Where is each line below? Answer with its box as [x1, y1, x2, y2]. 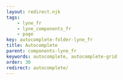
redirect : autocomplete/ [6, 64, 69, 71]
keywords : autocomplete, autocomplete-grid [6, 54, 118, 60]
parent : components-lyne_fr [6, 48, 77, 54]
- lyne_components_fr [17, 25, 71, 32]
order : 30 [6, 59, 31, 65]
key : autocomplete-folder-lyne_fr [6, 37, 93, 43]
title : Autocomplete [6, 43, 58, 49]
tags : [6, 14, 20, 20]
